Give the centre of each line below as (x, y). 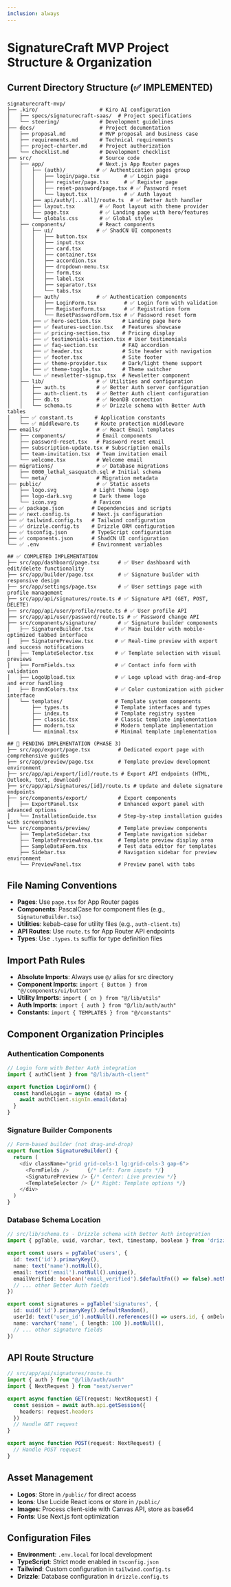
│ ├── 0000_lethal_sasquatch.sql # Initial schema (84, 472)
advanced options (32, 810)
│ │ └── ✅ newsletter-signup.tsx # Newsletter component (99, 375)
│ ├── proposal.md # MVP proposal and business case (102, 134)
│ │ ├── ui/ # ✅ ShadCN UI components (89, 230)
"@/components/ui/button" (54, 991)
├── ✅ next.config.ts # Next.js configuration (85, 514)
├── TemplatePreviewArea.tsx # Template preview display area (117, 840)
